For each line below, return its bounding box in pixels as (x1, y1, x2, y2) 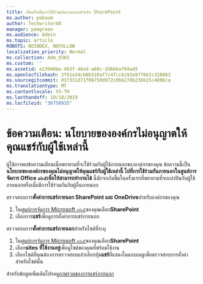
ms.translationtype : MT (6, 83, 67, 89)
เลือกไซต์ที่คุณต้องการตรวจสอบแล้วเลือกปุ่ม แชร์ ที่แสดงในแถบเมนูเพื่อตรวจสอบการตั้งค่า (15, 250, 188, 258)
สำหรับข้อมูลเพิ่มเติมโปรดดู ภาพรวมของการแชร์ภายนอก (6, 270, 114, 277)
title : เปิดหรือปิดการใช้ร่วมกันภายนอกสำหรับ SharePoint (6, 9, 121, 15)
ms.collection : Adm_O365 (6, 54, 70, 61)
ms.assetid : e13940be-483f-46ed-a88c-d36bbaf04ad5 (6, 65, 138, 72)
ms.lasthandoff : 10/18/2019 (6, 94, 78, 100)
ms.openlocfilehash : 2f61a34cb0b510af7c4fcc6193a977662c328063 (6, 72, 171, 78)
